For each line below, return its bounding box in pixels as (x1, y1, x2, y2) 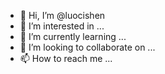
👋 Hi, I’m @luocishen (19, 10, 106, 21)
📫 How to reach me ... (19, 53, 113, 64)
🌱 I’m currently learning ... (19, 31, 127, 42)
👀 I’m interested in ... (19, 20, 105, 32)
